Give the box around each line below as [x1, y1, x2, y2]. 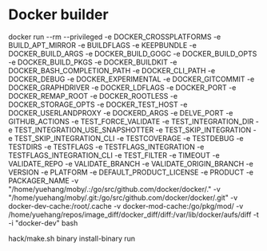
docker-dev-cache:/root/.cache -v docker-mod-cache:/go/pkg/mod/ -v [8, 201, 244, 210]
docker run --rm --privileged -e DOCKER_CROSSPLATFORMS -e [8, 32, 221, 41]
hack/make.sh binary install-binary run [8, 233, 136, 243]
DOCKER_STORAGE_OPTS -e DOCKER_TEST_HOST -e [8, 100, 188, 109]
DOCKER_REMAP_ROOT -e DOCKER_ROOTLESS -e [8, 91, 178, 100]
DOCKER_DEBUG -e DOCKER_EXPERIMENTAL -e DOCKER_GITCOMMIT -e [8, 74, 255, 84]
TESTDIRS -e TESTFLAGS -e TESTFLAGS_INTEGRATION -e [8, 142, 205, 151]
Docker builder [8, 6, 110, 24]
